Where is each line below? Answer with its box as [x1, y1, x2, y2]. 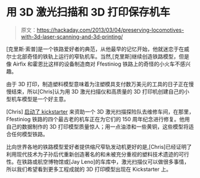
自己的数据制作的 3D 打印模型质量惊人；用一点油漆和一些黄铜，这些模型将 [6, 123, 189, 130]
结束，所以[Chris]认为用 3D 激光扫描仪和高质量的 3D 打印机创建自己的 [11, 88, 184, 95]
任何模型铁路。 [11, 130, 48, 137]
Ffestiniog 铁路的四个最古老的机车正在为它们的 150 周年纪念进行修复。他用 [6, 115, 190, 122]
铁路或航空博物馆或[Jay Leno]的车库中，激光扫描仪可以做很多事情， [21, 158, 190, 165]
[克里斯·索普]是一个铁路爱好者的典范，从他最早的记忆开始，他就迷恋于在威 [6, 45, 190, 53]
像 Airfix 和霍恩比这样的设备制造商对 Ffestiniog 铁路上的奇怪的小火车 [6, 60, 175, 67]
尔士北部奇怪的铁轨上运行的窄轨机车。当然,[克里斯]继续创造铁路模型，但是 [6, 53, 190, 60]
